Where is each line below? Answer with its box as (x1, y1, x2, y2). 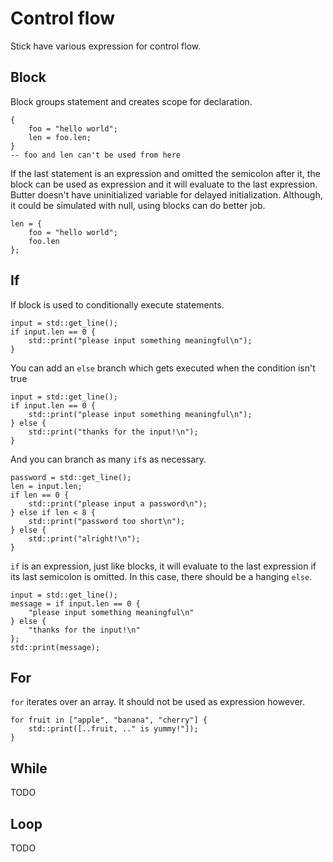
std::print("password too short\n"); (28, 516, 186, 526)
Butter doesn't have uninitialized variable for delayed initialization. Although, (10, 188, 323, 201)
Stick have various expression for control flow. (10, 40, 202, 52)
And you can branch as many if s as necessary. (10, 453, 207, 465)
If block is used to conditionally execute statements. (10, 298, 225, 311)
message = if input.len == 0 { (10, 598, 141, 609)
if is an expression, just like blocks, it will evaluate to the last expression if (10, 560, 317, 572)
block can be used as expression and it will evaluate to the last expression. (10, 178, 318, 190)
